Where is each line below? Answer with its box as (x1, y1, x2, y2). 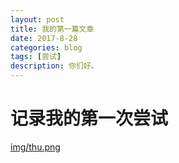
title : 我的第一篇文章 (10, 24, 95, 34)
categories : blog (10, 42, 83, 53)
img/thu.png (10, 141, 61, 153)
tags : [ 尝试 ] (10, 52, 62, 62)
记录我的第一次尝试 (10, 107, 169, 130)
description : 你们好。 (10, 61, 99, 71)
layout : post (10, 14, 65, 25)
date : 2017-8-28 (10, 33, 78, 43)
